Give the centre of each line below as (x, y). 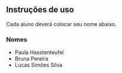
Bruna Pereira (31, 59)
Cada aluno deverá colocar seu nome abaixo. (61, 24)
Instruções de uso (40, 10)
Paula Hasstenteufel (39, 52)
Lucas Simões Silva (38, 65)
